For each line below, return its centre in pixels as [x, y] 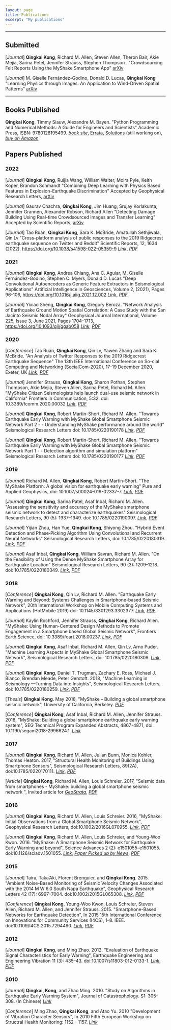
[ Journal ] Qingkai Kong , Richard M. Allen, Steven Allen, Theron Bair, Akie [82, 57]
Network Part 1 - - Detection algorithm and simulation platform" [72, 451]
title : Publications [27, 15]
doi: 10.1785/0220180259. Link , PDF [43, 689]
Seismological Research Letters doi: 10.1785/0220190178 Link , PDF [75, 430]
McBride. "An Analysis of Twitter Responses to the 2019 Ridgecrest [76, 356]
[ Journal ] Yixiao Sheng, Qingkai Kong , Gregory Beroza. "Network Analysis [83, 304]
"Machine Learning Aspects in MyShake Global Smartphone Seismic [77, 652]
